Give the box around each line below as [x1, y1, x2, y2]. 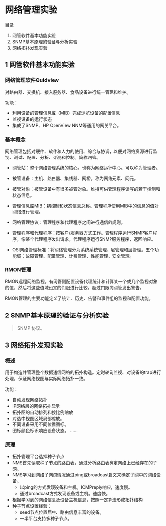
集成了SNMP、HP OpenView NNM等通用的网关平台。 [12, 122, 122, 128]
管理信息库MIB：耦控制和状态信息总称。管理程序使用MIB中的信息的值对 [12, 203, 159, 209]
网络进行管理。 [12, 209, 43, 214]
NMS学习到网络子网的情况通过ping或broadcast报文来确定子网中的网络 [12, 472, 157, 478]
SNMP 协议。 [17, 325, 45, 331]
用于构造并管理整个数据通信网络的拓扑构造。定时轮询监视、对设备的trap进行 [5, 369, 161, 375]
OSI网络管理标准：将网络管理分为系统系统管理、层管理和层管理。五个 [12, 246, 155, 253]
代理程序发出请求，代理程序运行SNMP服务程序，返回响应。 [34, 236, 156, 242]
